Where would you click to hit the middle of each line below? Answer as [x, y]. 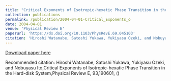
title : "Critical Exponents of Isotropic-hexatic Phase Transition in [82, 10]
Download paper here [28, 52]
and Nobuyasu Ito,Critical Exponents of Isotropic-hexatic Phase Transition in [85, 68]
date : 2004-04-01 [24, 24]
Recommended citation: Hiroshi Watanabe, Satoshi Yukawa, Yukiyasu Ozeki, [85, 62]
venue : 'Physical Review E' [35, 29]
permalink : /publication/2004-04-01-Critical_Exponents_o [68, 19]
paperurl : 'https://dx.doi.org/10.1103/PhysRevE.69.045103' [70, 33]
